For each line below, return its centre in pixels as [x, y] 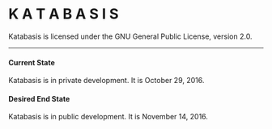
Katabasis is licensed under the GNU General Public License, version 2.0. [130, 36]
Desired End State [39, 98]
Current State [32, 62]
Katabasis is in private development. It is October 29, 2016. [106, 81]
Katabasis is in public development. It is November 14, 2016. [108, 117]
